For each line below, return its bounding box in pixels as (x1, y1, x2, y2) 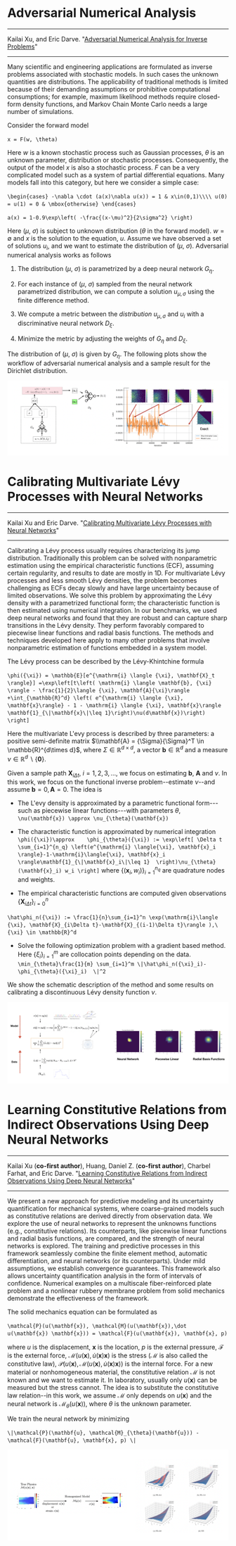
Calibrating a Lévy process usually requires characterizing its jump (7, 547, 200, 555)
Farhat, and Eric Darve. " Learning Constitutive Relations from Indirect (7, 1169, 208, 1177)
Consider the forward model (7, 121, 89, 129)
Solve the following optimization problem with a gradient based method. (17, 942, 226, 950)
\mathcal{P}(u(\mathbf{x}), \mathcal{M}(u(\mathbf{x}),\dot (7, 1322, 188, 1329)
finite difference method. (17, 296, 89, 305)
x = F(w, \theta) (7, 136, 58, 143)
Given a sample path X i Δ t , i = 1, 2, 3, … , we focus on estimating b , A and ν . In (7, 768, 228, 779)
